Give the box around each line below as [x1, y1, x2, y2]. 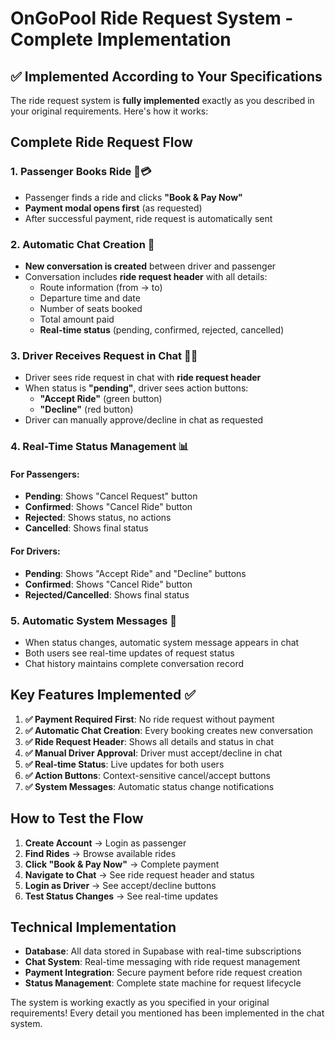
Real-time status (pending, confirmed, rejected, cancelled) [39, 323, 285, 336]
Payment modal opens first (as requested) [24, 202, 203, 214]
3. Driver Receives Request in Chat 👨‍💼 [10, 348, 198, 362]
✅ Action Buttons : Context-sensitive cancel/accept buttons [24, 769, 271, 781]
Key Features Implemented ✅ [10, 687, 196, 704]
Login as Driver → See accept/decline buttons [24, 879, 217, 891]
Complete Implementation [10, 28, 232, 51]
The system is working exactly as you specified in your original [10, 997, 270, 1009]
